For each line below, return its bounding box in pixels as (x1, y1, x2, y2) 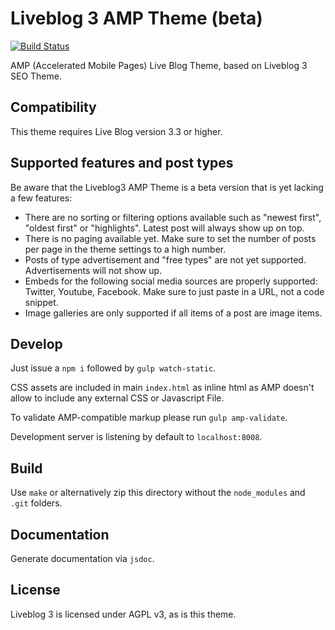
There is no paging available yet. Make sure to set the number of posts (24, 232, 317, 244)
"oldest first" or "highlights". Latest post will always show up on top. (24, 222, 305, 234)
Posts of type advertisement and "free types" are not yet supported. (24, 253, 307, 266)
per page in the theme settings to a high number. (24, 243, 227, 255)
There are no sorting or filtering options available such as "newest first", (24, 211, 322, 223)
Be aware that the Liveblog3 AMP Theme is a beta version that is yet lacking (10, 181, 324, 193)
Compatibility (10, 99, 97, 116)
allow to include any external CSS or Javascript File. (10, 392, 225, 404)
